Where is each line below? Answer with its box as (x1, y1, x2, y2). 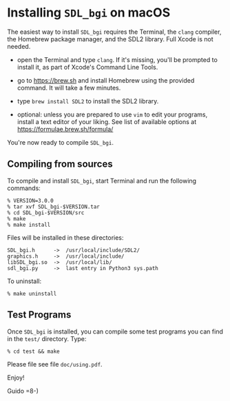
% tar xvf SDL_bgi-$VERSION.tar (7, 203, 100, 210)
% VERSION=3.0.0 (7, 197, 54, 204)
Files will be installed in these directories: (7, 233, 124, 242)
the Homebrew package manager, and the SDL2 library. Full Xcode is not (7, 34, 213, 43)
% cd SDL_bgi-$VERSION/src (7, 209, 85, 216)
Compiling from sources (7, 158, 113, 170)
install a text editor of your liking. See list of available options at (17, 117, 197, 125)
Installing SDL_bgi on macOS (7, 5, 171, 21)
